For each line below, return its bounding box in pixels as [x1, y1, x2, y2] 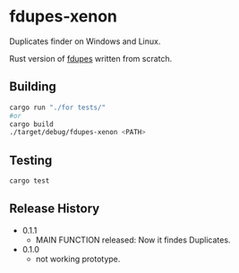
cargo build [9, 119, 54, 129]
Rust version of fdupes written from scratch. [9, 53, 173, 64]
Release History [9, 201, 100, 217]
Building [9, 79, 56, 95]
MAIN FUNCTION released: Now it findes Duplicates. [35, 235, 231, 245]
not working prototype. [35, 253, 121, 264]
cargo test [9, 176, 50, 185]
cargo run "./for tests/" [9, 103, 106, 112]
